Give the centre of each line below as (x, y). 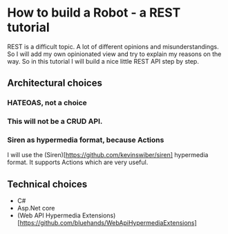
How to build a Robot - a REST (94, 13)
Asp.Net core (36, 208)
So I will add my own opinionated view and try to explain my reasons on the (114, 54)
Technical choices (47, 184)
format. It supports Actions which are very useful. (78, 162)
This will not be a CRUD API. (55, 121)
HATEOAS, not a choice (47, 103)
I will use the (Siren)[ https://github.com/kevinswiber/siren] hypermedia (108, 155)
